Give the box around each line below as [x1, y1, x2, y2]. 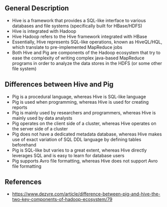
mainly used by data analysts [12, 115, 72, 121]
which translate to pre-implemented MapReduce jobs [12, 44, 123, 50]
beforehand [12, 142, 36, 148]
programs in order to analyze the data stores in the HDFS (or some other [12, 60, 162, 66]
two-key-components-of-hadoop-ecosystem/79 [12, 196, 113, 202]
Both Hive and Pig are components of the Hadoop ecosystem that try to [12, 49, 160, 55]
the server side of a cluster [12, 125, 68, 131]
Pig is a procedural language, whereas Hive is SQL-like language [12, 93, 146, 100]
